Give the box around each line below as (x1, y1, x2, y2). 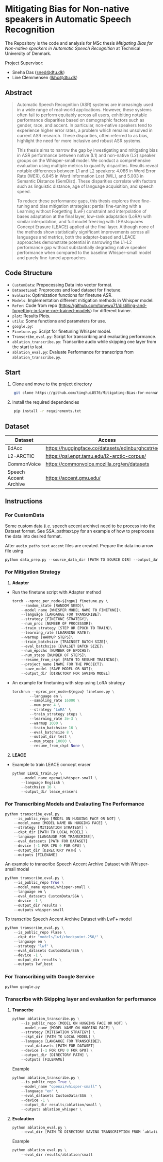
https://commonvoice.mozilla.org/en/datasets (45, 461, 149, 467)
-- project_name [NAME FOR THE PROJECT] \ (21, 662, 104, 667)
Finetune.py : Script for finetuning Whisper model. (12, 328, 112, 334)
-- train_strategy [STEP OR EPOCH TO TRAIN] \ (21, 626, 113, 631)
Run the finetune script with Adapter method (12, 589, 101, 595)
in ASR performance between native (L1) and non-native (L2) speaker (16, 152, 156, 158)
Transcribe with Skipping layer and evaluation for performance (5, 996, 156, 1002)
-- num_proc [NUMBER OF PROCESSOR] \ (21, 621, 93, 626)
